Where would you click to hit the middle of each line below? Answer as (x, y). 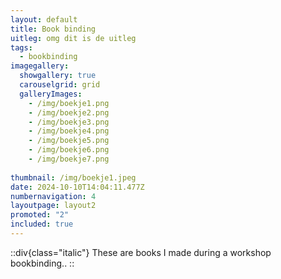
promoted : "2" (40, 215)
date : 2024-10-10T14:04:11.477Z (77, 187)
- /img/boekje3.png (69, 122)
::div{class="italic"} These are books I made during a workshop (141, 252)
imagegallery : (40, 66)
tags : (21, 47)
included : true (42, 224)
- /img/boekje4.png (69, 131)
